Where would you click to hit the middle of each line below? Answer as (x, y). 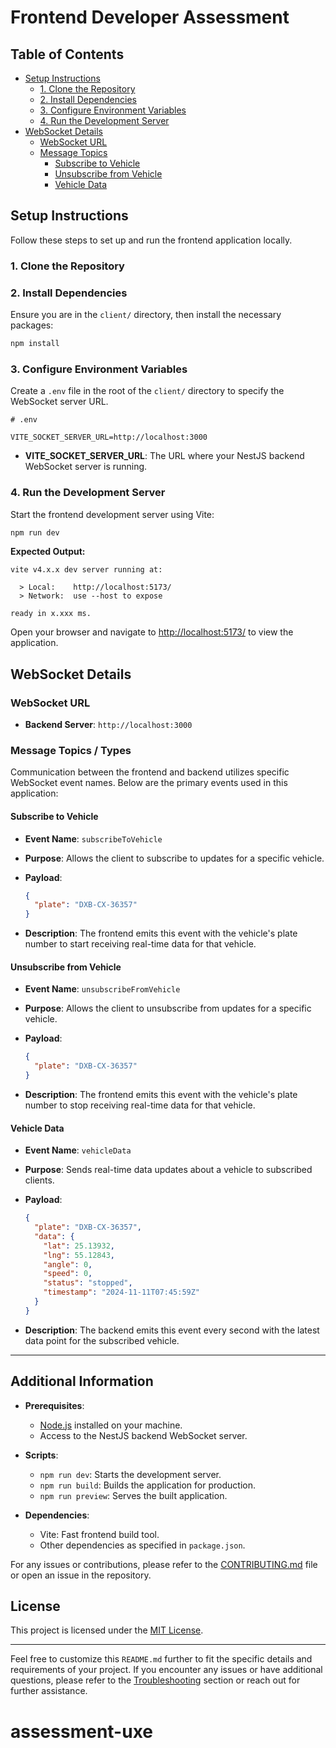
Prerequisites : (54, 1405)
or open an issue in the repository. (81, 1575)
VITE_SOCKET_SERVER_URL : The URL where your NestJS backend (164, 456)
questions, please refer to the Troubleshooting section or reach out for (155, 1680)
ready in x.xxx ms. (51, 614)
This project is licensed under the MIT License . (107, 1630)
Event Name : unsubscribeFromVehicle (102, 989)
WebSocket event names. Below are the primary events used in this (149, 783)
